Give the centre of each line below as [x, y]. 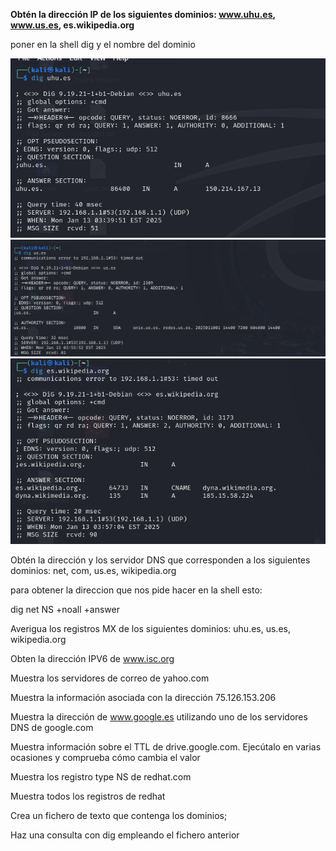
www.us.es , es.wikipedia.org [72, 25]
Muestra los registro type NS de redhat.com [101, 777]
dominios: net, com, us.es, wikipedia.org [93, 571]
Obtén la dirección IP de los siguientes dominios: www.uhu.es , [143, 14]
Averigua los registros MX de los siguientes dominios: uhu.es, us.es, [150, 629]
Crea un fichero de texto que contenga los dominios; [119, 816]
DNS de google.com [52, 728]
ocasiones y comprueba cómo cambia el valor [105, 758]
